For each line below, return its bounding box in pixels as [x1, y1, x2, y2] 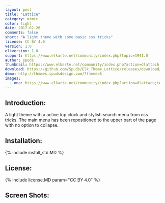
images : [5, 76, 21, 81]
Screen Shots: [5, 191, 50, 200]
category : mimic [5, 16, 38, 21]
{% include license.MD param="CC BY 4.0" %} [5, 177, 101, 183]
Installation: [5, 136, 43, 145]
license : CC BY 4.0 [5, 39, 45, 44]
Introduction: [5, 99, 46, 107]
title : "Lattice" [5, 12, 41, 17]
